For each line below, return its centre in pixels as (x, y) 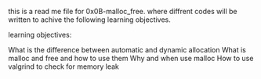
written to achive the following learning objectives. (89, 20)
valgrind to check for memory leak (64, 66)
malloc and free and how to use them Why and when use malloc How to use (131, 58)
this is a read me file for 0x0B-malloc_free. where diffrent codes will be (123, 11)
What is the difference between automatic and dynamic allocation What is (127, 50)
